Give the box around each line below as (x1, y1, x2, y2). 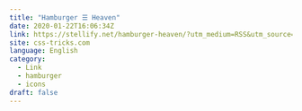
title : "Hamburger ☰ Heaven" (9, 13, 120, 22)
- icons (17, 80, 47, 89)
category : (9, 55, 47, 64)
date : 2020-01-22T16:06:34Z (9, 21, 115, 30)
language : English (9, 47, 78, 55)
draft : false (9, 88, 58, 97)
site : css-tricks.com (9, 38, 91, 47)
